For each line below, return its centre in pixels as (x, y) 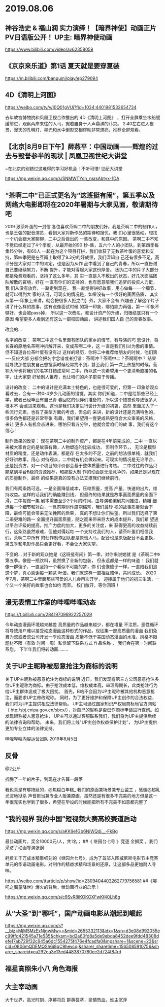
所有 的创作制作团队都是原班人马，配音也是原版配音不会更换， (94, 538)
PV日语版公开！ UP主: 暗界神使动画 (59, 37)
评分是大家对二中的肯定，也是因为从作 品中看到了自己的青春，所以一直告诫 (81, 264)
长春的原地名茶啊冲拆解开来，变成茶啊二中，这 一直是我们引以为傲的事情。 (81, 346)
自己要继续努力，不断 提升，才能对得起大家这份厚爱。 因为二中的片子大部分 (82, 270)
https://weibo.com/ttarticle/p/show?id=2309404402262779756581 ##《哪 (81, 881)
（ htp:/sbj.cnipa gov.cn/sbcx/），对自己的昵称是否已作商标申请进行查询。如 (82, 710)
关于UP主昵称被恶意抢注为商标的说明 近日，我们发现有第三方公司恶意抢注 (80, 679)
